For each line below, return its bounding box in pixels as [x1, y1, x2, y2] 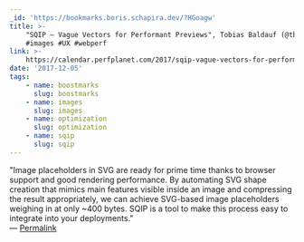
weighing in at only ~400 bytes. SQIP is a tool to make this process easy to [9, 203, 289, 214]
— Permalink [9, 222, 57, 233]
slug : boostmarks [33, 89, 100, 98]
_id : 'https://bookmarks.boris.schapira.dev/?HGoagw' [9, 13, 217, 23]
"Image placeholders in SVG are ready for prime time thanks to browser [9, 164, 276, 175]
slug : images [33, 106, 83, 115]
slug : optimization [33, 123, 107, 132]
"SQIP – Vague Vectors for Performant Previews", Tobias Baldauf [25, 30, 278, 39]
